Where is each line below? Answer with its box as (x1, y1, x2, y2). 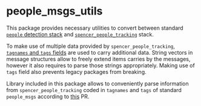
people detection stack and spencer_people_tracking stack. (6, 30, 154, 38)
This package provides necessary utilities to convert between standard (6, 24, 183, 31)
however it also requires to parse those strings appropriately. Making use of (6, 62, 195, 69)
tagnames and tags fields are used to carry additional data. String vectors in (6, 48, 193, 56)
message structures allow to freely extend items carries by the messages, (6, 55, 191, 62)
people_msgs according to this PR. (6, 93, 90, 100)
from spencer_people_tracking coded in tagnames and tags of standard (6, 86, 182, 93)
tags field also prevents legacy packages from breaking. (6, 68, 147, 75)
